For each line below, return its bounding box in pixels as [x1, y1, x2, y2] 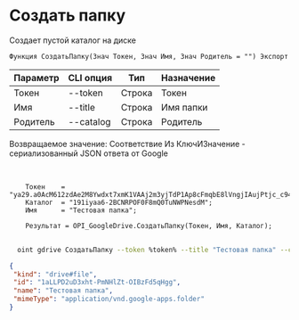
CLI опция [68, 71, 113, 84]
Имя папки [161, 101, 208, 113]
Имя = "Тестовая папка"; [25, 206, 138, 215]
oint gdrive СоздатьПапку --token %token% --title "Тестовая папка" [17, 245, 277, 254]
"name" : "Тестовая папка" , [12, 286, 114, 295]
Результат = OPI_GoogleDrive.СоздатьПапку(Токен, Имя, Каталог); [25, 221, 273, 230]
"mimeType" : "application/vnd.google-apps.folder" [12, 295, 205, 304]
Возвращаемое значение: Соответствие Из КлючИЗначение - [9, 138, 246, 149]
